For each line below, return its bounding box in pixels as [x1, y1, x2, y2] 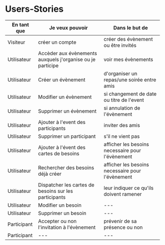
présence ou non [104, 224, 143, 231]
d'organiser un [104, 70, 137, 77]
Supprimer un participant [38, 133, 96, 140]
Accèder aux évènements [38, 50, 97, 57]
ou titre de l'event [104, 96, 144, 103]
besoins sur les [38, 187, 73, 194]
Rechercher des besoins [38, 164, 94, 171]
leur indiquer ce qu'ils [104, 184, 154, 191]
